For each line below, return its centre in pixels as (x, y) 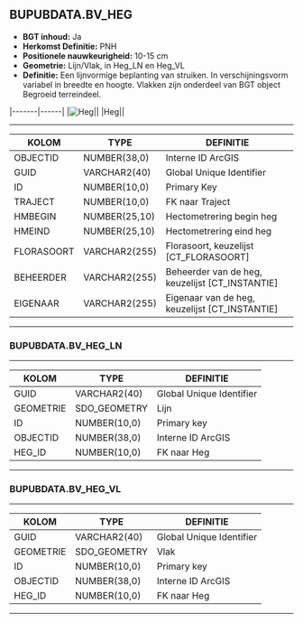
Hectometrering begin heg (221, 216)
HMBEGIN (35, 216)
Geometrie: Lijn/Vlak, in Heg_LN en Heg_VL (103, 65)
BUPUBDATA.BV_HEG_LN (66, 345)
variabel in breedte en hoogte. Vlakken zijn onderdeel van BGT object (151, 84)
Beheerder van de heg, (214, 272)
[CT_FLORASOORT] (207, 256)
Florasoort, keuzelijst (210, 246)
